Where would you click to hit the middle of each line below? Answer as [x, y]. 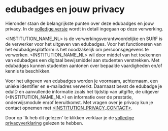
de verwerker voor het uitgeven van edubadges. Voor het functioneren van [83, 44]
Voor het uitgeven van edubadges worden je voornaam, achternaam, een [82, 81]
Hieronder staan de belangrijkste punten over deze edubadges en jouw [80, 23]
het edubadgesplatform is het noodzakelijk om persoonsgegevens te [77, 49]
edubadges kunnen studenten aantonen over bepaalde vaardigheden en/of [84, 65]
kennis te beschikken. [28, 71]
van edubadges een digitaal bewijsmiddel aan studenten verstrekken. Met [82, 60]
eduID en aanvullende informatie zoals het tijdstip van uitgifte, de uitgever [82, 91]
